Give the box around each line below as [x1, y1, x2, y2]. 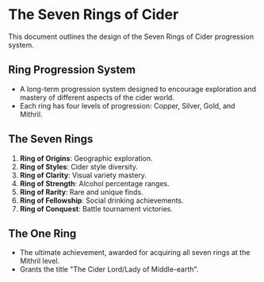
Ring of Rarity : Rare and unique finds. [19, 187, 144, 196]
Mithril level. [19, 256, 60, 266]
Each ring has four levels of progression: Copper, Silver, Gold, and [19, 101, 235, 110]
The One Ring [8, 227, 77, 240]
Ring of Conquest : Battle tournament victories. [19, 204, 173, 213]
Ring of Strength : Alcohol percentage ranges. [19, 178, 170, 188]
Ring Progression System [8, 63, 136, 77]
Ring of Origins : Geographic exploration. [19, 153, 153, 163]
